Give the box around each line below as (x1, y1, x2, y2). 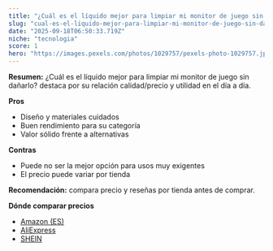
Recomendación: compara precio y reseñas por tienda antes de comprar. (8, 185, 256, 195)
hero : (8, 50, 27, 58)
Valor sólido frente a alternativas (19, 129, 129, 139)
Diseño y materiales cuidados (19, 112, 119, 122)
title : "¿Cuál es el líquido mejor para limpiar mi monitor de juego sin (8, 11, 264, 20)
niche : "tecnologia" (8, 34, 79, 43)
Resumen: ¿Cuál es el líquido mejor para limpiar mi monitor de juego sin (8, 72, 249, 81)
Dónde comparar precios (8, 201, 95, 210)
